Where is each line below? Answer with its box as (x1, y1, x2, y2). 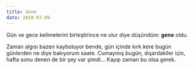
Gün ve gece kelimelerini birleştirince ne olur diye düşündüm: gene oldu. (6, 31, 189, 38)
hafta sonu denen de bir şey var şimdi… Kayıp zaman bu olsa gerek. (6, 56, 176, 63)
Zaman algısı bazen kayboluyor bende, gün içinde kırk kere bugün (6, 43, 171, 50)
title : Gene (6, 8, 36, 15)
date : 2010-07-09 (6, 15, 50, 21)
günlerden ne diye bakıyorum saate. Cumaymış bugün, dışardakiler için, (6, 49, 185, 56)
